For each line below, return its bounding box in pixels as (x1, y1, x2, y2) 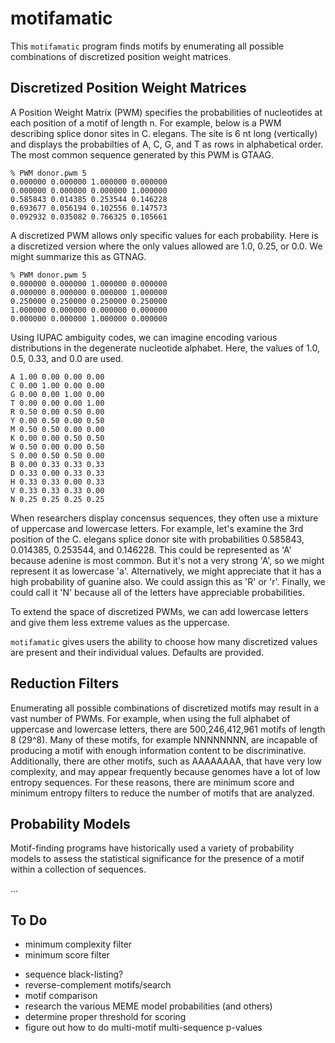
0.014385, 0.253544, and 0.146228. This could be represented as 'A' (10, 543, 292, 556)
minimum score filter (24, 949, 110, 961)
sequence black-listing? (24, 968, 124, 981)
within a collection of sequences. (10, 863, 147, 876)
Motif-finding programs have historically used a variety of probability (10, 842, 295, 854)
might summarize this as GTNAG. (10, 250, 147, 262)
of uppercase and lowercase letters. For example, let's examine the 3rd (10, 522, 304, 534)
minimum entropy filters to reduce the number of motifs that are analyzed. (10, 787, 315, 799)
